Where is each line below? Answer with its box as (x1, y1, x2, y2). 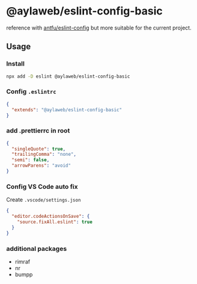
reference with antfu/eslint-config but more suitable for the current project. (6, 24, 192, 31)
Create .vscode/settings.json (6, 196, 81, 203)
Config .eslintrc (6, 87, 56, 96)
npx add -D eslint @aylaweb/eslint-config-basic (6, 73, 130, 79)
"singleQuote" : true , (11, 146, 66, 152)
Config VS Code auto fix (6, 182, 78, 191)
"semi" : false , (11, 157, 50, 163)
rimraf (14, 258, 31, 265)
